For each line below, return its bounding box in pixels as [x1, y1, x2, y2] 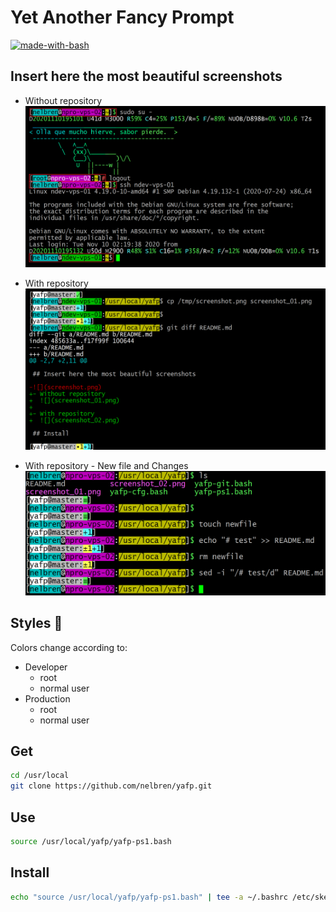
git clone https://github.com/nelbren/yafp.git [10, 781, 213, 791]
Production [24, 692, 71, 705]
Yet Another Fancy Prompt [10, 6, 235, 29]
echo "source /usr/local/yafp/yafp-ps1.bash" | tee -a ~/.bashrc [10, 892, 288, 902]
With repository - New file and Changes [24, 459, 189, 471]
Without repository [24, 94, 103, 106]
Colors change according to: [10, 641, 128, 653]
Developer [24, 661, 68, 673]
